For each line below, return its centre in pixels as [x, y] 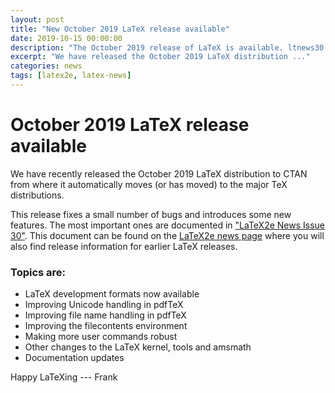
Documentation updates [74, 358]
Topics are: [38, 272]
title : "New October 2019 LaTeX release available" [120, 29]
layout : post [37, 19]
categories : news [46, 66]
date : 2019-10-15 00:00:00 [66, 38]
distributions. [37, 195]
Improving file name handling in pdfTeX [105, 315]
